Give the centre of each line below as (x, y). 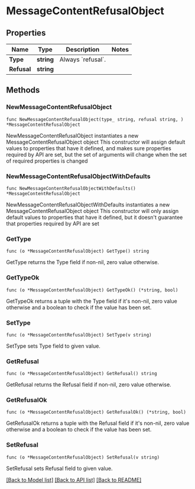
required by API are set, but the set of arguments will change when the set (97, 154)
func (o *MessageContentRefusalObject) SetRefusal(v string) (83, 457)
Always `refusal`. (83, 59)
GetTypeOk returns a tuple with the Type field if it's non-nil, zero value (92, 301)
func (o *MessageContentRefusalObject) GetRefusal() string (82, 374)
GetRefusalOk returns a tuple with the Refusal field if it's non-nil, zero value (98, 423)
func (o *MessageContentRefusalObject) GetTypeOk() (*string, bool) (92, 290)
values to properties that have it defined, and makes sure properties (89, 148)
